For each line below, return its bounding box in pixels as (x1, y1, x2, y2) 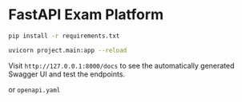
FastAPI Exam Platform (8, 6, 164, 24)
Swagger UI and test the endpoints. (8, 69, 126, 79)
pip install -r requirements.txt (8, 32, 120, 40)
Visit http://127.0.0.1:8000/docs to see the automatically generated (8, 61, 235, 70)
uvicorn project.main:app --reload (8, 46, 127, 54)
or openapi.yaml (8, 84, 61, 94)
